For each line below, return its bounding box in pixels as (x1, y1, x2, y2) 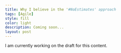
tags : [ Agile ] (5, 12, 34, 16)
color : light (5, 20, 32, 26)
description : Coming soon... (5, 25, 64, 30)
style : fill (5, 16, 29, 21)
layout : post (5, 29, 32, 34)
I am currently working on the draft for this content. (5, 43, 108, 48)
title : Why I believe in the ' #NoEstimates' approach (5, 7, 117, 12)
